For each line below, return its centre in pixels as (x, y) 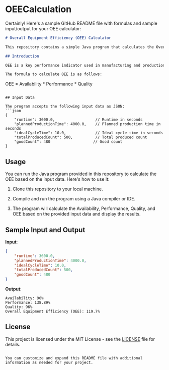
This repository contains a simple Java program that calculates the (80, 47)
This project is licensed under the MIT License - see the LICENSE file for (80, 339)
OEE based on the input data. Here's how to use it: (57, 179)
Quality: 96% (19, 307)
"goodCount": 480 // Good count (68, 142)
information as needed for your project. (49, 362)
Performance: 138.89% (28, 303)
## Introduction (22, 56)
